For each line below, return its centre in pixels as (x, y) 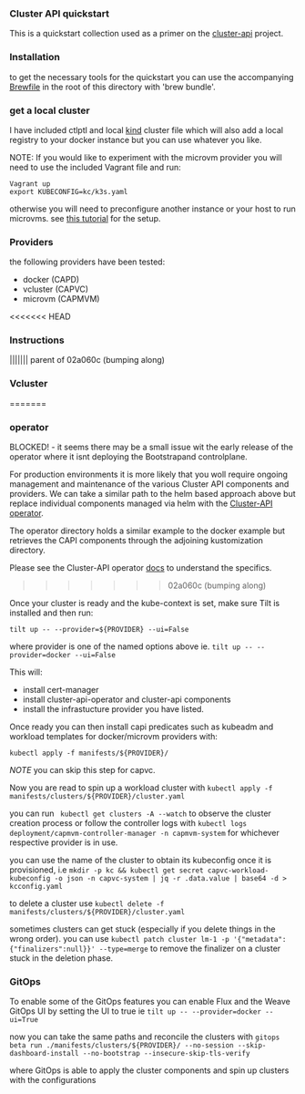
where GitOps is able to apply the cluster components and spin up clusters (149, 1070)
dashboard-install (44, 1054)
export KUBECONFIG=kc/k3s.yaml (69, 191)
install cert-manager (61, 690)
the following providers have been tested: (87, 262)
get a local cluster (50, 110)
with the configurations (53, 1080)
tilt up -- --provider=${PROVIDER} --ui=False (99, 630)
